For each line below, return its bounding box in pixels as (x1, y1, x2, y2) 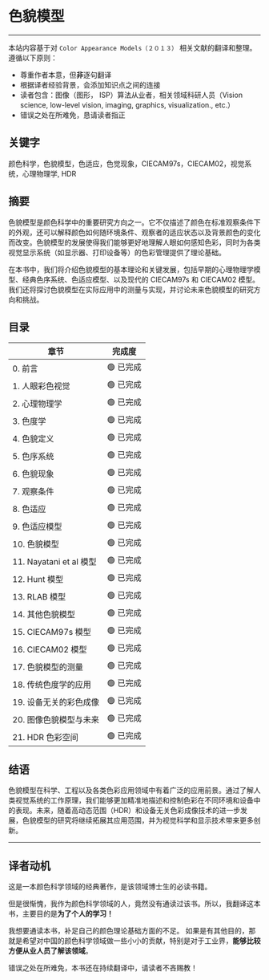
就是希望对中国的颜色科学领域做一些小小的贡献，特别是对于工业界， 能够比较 (8, 936, 261, 945)
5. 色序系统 (12, 450, 54, 462)
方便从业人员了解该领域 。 (8, 946, 93, 955)
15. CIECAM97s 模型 (12, 626, 92, 637)
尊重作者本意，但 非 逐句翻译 (19, 70, 112, 79)
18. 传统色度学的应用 (12, 679, 92, 690)
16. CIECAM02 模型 (12, 644, 87, 655)
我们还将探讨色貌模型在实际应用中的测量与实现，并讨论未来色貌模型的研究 (8, 284, 254, 294)
